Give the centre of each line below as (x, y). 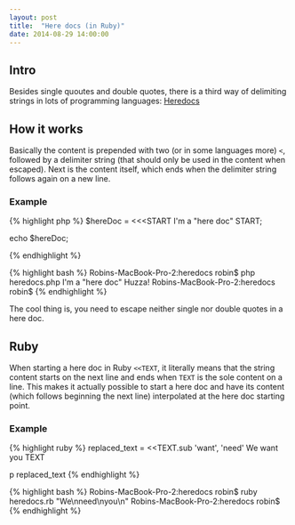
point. (20, 406)
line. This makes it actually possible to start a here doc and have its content (147, 387)
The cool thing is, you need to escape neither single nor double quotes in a (146, 309)
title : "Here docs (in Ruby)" (67, 26)
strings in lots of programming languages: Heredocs (104, 101)
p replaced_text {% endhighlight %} (75, 475)
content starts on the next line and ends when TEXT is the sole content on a (146, 377)
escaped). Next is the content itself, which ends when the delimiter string (143, 169)
